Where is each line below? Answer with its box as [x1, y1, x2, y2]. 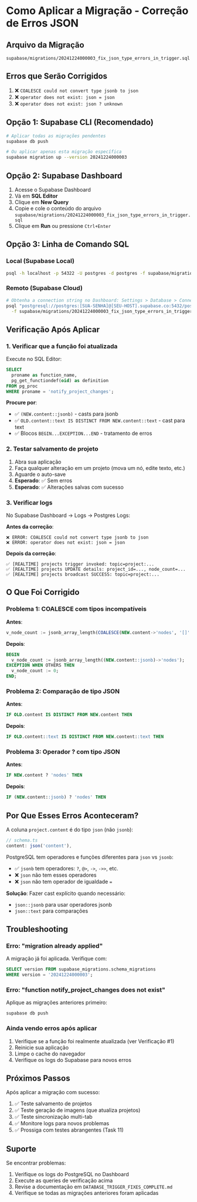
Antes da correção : [6, 523, 54, 530]
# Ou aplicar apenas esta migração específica [6, 149, 122, 155]
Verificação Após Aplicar [6, 324, 100, 335]
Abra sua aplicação [14, 458, 62, 465]
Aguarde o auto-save [14, 471, 66, 478]
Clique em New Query [14, 198, 69, 206]
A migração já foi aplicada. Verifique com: [6, 955, 107, 962]
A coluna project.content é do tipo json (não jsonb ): [6, 826, 134, 833]
